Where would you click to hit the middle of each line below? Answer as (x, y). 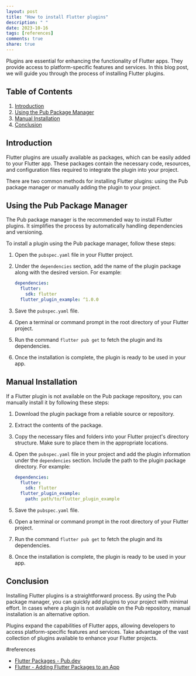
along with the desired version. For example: (68, 273)
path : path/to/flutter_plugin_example (73, 499)
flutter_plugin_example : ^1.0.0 (59, 300)
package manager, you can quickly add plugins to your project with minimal (97, 602)
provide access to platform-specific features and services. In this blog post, (97, 67)
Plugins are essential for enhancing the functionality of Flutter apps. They (94, 61)
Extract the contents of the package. (59, 425)
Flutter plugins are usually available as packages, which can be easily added (98, 157)
